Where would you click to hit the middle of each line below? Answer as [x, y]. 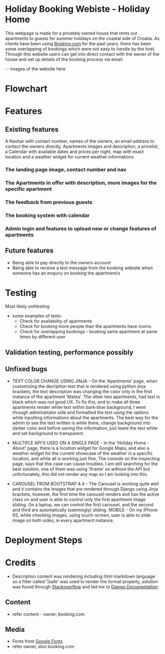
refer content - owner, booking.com [48, 614]
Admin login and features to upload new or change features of [81, 228]
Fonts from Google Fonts [37, 641]
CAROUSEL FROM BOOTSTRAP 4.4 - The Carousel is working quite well [85, 484]
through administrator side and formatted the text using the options [81, 412]
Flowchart [26, 89]
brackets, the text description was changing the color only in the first [82, 391]
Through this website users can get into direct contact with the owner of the [82, 54]
